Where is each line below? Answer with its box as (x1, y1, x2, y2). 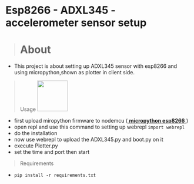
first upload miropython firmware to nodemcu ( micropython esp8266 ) (14, 117, 189, 124)
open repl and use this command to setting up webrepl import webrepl (14, 123, 185, 130)
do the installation (14, 130, 58, 137)
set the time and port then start (14, 149, 89, 156)
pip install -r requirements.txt (14, 172, 96, 179)
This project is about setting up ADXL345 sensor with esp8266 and (14, 63, 178, 70)
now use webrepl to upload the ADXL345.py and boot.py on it (14, 136, 164, 143)
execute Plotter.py (14, 142, 58, 149)
